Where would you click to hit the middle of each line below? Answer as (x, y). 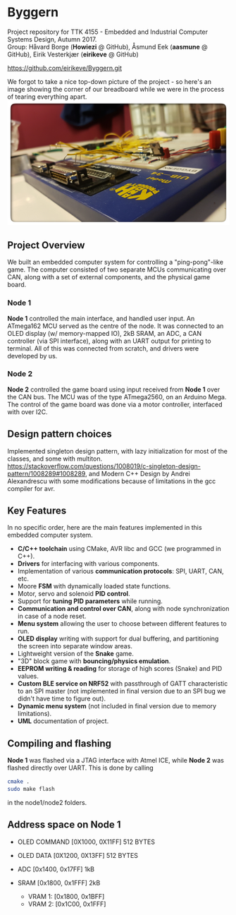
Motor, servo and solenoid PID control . (74, 594)
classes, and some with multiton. (55, 459)
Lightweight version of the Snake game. (75, 654)
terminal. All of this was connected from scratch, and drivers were (103, 348)
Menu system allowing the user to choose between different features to (122, 624)
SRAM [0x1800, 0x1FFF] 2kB (59, 883)
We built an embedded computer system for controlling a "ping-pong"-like (116, 262)
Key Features (37, 511)
